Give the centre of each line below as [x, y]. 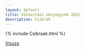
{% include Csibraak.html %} [35, 34]
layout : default [22, 10]
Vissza [12, 43]
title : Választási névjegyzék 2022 [43, 15]
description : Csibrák [28, 19]
